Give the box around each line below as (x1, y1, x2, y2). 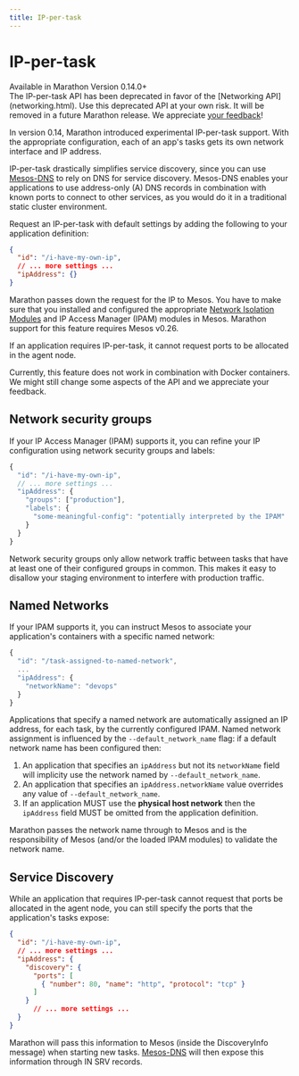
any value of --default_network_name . (21, 788, 161, 799)
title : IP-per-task (9, 13, 82, 22)
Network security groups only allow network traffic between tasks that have (9, 553, 288, 563)
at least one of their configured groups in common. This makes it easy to (9, 563, 277, 573)
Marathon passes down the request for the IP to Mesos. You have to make (9, 294, 282, 304)
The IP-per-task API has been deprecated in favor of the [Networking (9, 90, 264, 101)
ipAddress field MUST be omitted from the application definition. (21, 807, 259, 818)
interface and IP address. (9, 146, 102, 156)
